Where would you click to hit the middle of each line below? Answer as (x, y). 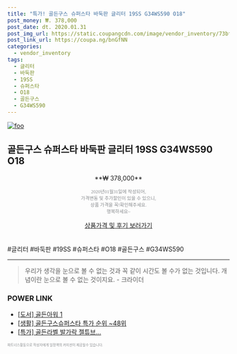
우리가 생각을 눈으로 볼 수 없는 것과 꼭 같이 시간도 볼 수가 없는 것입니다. (122, 270)
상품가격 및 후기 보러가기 (119, 225)
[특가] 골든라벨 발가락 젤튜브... (59, 331)
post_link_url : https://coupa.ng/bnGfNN (68, 40)
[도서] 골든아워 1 (40, 314)
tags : (15, 60)
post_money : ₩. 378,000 (42, 20)
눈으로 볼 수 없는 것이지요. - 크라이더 (94, 279)
